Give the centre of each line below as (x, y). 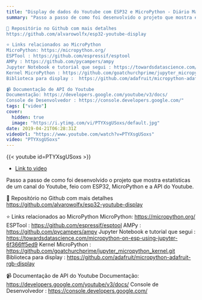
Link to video (31, 169)
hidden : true (28, 117)
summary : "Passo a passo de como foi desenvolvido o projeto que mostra (99, 17)
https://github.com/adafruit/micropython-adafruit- (129, 257)
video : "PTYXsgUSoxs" (33, 140)
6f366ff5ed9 (22, 245)
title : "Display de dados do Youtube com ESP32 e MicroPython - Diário (98, 12)
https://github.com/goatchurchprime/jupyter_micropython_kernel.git (91, 251)
